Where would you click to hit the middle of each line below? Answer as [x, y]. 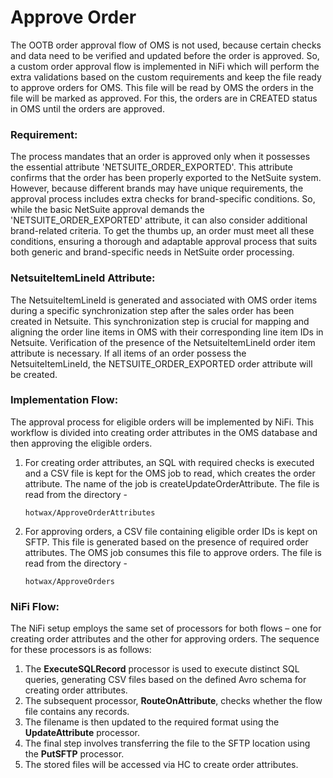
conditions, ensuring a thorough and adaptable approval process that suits [164, 242]
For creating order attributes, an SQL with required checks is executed [169, 462]
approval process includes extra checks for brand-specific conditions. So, [163, 199]
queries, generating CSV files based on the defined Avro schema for [165, 680]
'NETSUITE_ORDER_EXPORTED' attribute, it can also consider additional [159, 220]
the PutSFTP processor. [74, 754]
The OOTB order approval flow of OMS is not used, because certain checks [166, 45]
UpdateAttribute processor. [82, 733]
